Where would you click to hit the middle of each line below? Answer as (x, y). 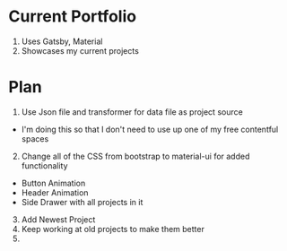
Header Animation (55, 192)
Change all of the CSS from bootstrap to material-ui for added (135, 156)
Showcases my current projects (80, 50)
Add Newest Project (58, 219)
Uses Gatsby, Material (62, 41)
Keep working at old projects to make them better (113, 229)
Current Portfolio (72, 17)
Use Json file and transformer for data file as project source (132, 112)
